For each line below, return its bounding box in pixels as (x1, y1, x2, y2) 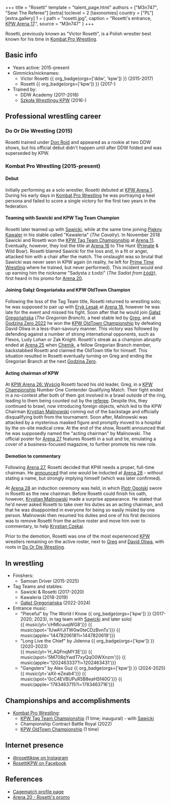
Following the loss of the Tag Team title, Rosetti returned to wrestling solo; (5, 298, 161, 304)
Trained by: (12, 86, 37, 92)
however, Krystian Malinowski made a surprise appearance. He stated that (5, 496, 162, 502)
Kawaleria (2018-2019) (20, 594, 68, 601)
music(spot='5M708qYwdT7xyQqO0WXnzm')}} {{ (20, 654, 126, 660)
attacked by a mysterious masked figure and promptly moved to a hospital (5, 420, 162, 426)
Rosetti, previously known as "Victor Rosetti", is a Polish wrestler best (5, 31, 152, 36)
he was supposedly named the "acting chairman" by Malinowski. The (5, 430, 151, 437)
